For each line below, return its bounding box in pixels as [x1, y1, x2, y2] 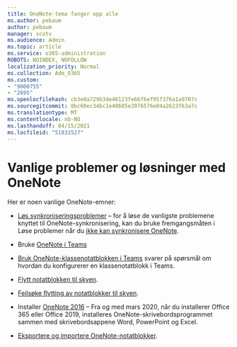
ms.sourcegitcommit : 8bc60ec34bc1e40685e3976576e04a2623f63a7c [7, 103, 198, 110]
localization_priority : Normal [7, 63, 100, 70]
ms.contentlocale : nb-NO [7, 115, 81, 123]
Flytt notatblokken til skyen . [17, 275, 98, 284]
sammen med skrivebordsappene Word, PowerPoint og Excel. [17, 318, 198, 326]
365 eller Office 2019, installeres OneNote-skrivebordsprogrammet [17, 310, 213, 319]
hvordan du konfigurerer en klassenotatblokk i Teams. [17, 261, 175, 270]
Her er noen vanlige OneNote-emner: [7, 198, 116, 206]
